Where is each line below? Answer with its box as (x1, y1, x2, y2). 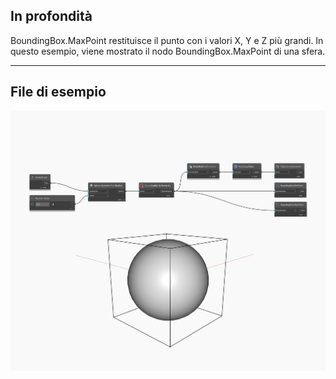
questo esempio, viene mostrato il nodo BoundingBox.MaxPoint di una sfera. (10, 45, 326, 57)
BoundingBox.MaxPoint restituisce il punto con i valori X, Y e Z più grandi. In (10, 34, 324, 46)
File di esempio (10, 84, 107, 101)
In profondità (10, 8, 93, 25)
